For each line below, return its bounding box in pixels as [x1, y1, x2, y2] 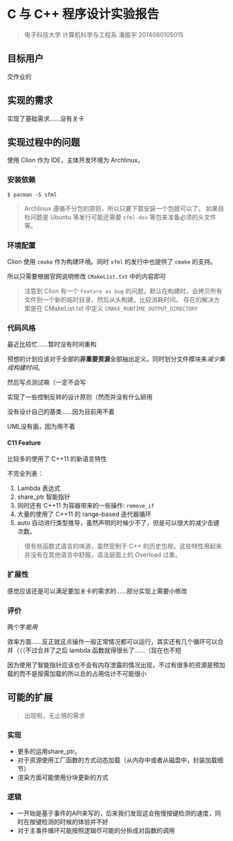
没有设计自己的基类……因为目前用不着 [7, 407, 115, 416]
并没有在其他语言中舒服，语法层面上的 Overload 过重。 [24, 551, 181, 559]
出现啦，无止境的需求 [24, 711, 85, 719]
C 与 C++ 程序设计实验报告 [7, 6, 160, 22]
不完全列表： [7, 470, 44, 478]
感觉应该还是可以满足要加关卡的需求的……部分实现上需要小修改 [7, 586, 188, 595]
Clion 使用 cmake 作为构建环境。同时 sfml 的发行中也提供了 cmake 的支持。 [7, 257, 216, 266]
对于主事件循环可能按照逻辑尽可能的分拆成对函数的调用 [17, 826, 175, 835]
